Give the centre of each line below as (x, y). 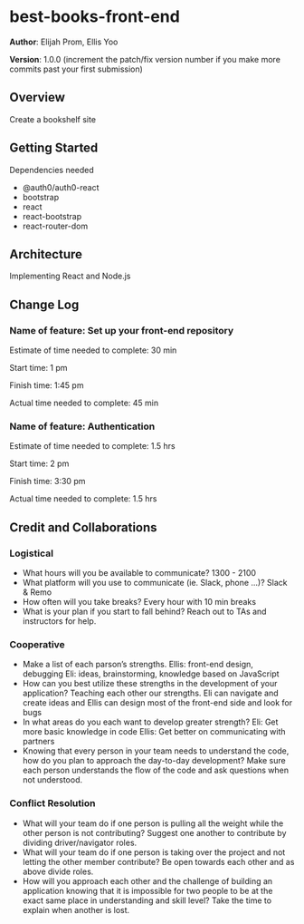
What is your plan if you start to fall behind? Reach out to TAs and (144, 612)
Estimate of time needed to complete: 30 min (93, 350)
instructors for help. (59, 621)
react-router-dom (55, 226)
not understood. (52, 780)
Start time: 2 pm (39, 463)
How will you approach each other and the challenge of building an (147, 880)
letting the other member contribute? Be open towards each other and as (158, 861)
